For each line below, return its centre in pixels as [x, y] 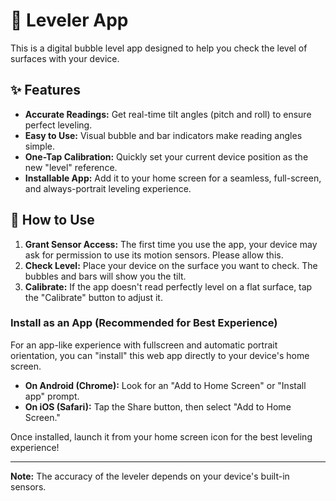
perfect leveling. [58, 125]
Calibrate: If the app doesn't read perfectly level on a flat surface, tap [168, 286]
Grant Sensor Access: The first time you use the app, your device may [171, 244]
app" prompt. [52, 396]
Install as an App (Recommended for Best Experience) [144, 323]
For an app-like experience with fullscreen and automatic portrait [144, 345]
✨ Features [45, 90]
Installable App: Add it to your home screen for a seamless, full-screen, [173, 178]
